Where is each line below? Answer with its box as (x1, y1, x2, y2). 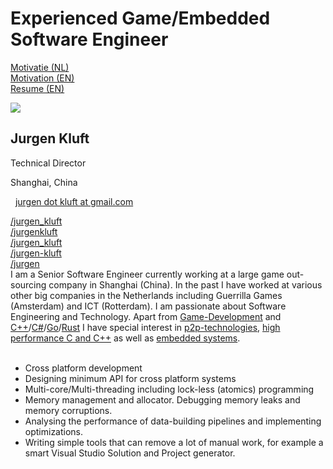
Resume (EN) (10, 82, 65, 94)
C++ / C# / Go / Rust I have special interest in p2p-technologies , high (10, 321, 281, 333)
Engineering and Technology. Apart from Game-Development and (10, 310, 282, 322)
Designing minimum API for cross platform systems (24, 372, 237, 384)
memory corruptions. (24, 404, 113, 416)
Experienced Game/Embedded (10, 7, 271, 30)
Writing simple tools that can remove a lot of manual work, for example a (24, 436, 324, 448)
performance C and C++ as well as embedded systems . (10, 332, 241, 344)
